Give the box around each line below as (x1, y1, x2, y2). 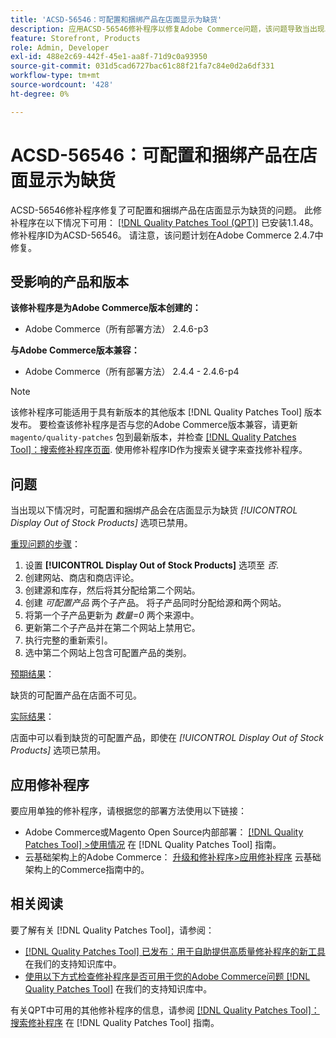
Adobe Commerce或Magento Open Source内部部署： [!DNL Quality (24, 826, 304, 838)
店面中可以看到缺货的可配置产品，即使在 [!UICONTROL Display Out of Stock (10, 732, 324, 744)
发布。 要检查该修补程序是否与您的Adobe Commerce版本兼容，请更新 (10, 419, 298, 431)
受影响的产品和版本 (10, 273, 129, 290)
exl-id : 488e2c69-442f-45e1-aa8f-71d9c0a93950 (10, 52, 208, 62)
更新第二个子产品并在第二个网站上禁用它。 (24, 622, 201, 634)
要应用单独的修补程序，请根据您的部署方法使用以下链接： (10, 805, 247, 816)
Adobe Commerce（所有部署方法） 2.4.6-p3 (24, 323, 209, 335)
